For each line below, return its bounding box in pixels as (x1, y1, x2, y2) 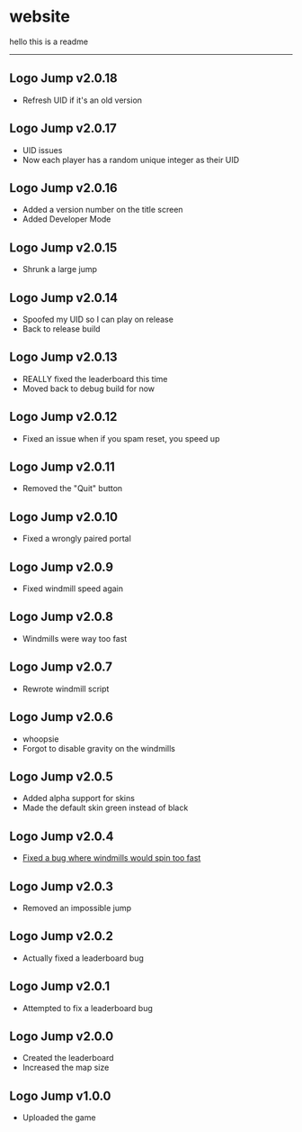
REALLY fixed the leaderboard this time (22, 373, 168, 384)
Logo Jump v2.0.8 (9, 609, 114, 625)
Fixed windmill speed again (22, 583, 124, 594)
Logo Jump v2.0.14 (9, 290, 119, 306)
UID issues (22, 144, 63, 155)
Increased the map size (22, 1062, 110, 1073)
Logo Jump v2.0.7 (9, 660, 113, 675)
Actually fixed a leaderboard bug (22, 953, 144, 963)
